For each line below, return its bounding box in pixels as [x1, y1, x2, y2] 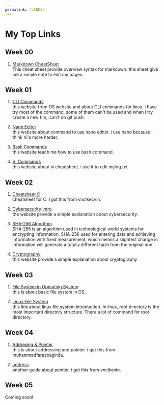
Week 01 [5, 86, 32, 94]
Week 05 [5, 381, 33, 389]
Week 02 [5, 178, 33, 187]
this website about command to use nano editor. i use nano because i [12, 129, 153, 135]
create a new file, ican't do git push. [12, 114, 85, 121]
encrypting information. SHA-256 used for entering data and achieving [12, 231, 156, 237]
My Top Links [5, 28, 61, 39]
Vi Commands [12, 158, 41, 165]
